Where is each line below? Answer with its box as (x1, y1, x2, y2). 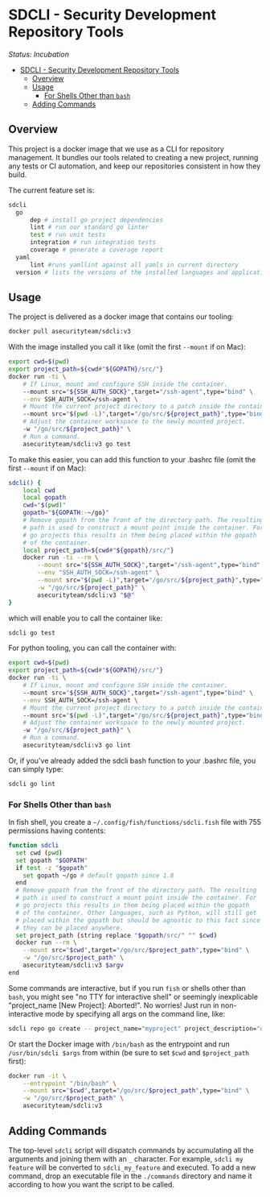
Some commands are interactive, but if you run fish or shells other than (8, 983, 247, 992)
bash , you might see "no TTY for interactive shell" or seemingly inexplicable (8, 992, 259, 1001)
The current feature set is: (8, 185, 95, 195)
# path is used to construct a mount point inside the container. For (15, 894, 257, 902)
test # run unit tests (29, 231, 106, 239)
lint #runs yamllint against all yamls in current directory (29, 260, 239, 269)
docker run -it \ (8, 1071, 67, 1080)
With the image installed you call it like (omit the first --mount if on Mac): (8, 342, 247, 352)
